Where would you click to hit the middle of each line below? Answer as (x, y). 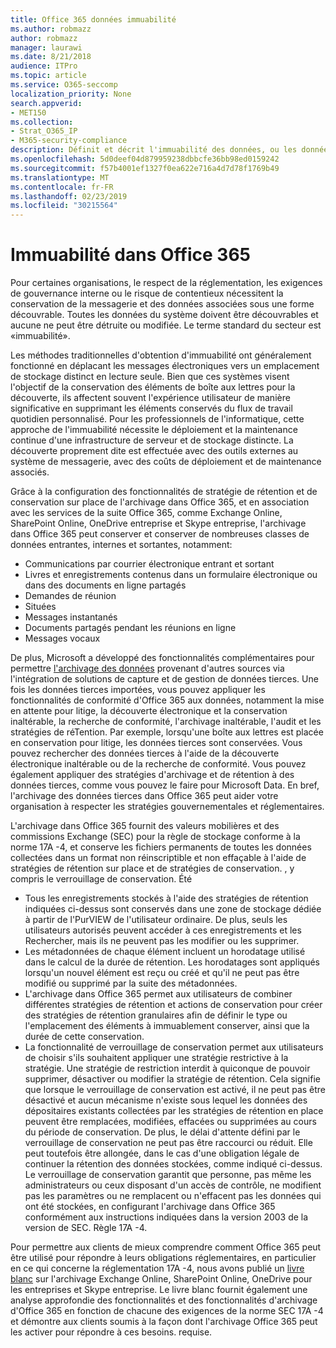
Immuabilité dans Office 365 (130, 255)
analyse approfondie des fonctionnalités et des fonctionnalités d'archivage (164, 1300)
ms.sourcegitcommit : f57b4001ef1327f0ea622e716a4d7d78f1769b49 (145, 168)
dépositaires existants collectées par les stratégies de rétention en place (174, 1111)
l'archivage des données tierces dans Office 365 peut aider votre (144, 796)
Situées (40, 607)
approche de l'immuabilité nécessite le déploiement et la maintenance (154, 430)
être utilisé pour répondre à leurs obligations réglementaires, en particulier (163, 1258)
